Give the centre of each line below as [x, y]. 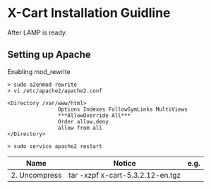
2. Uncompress [36, 175]
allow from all [80, 128]
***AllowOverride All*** [94, 115]
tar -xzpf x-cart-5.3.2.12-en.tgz [125, 175]
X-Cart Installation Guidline [89, 13]
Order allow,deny [83, 121]
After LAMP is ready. [37, 32]
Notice [125, 163]
